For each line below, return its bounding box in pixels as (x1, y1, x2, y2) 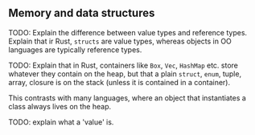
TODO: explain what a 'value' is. (8, 117, 114, 127)
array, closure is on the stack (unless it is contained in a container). (8, 77, 231, 87)
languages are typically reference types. (8, 44, 142, 55)
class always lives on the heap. (8, 101, 111, 111)
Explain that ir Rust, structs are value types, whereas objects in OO (8, 36, 232, 46)
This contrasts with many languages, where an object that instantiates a (8, 92, 247, 103)
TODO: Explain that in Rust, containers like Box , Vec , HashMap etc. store (8, 60, 239, 70)
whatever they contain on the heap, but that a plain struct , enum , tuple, (8, 68, 242, 79)
